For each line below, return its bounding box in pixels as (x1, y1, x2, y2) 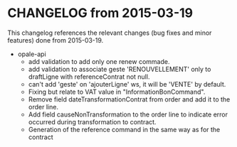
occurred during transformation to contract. (28, 117, 157, 126)
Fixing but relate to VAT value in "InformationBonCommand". (28, 87, 206, 96)
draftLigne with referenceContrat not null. (28, 72, 150, 81)
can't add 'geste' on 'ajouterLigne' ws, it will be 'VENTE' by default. (28, 80, 226, 88)
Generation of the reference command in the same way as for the (28, 125, 221, 134)
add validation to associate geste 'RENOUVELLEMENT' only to (28, 65, 211, 73)
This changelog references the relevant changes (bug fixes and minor (7, 28, 212, 37)
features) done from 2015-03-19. (7, 36, 104, 44)
